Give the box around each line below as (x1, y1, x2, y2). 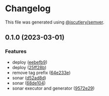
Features (5, 48, 27, 55)
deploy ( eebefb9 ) (12, 59, 47, 65)
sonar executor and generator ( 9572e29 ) (12, 85, 95, 91)
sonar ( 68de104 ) (12, 80, 46, 86)
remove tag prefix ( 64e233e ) (12, 70, 71, 75)
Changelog (5, 3, 51, 14)
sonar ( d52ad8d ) (12, 74, 46, 81)
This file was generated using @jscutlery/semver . (5, 19, 105, 25)
